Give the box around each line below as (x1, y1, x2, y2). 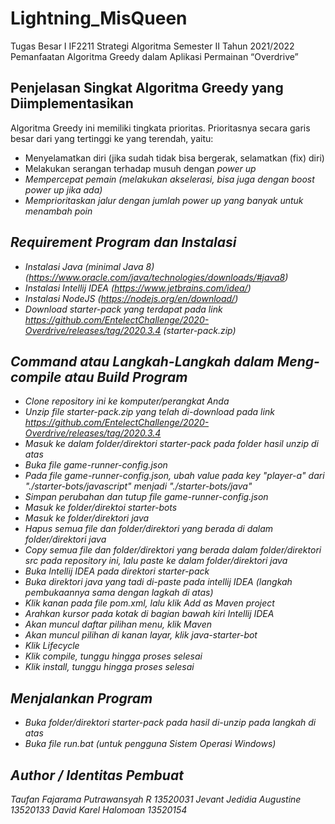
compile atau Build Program (10, 368, 188, 386)
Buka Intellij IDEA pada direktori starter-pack (24, 565, 210, 577)
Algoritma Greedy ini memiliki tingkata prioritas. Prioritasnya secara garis (10, 122, 311, 134)
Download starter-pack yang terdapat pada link (24, 303, 223, 315)
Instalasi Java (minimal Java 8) (24, 260, 155, 272)
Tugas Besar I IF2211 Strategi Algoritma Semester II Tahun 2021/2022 (10, 40, 295, 52)
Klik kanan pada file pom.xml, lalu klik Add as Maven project (24, 597, 275, 609)
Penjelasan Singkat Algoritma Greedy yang (10, 80, 284, 97)
